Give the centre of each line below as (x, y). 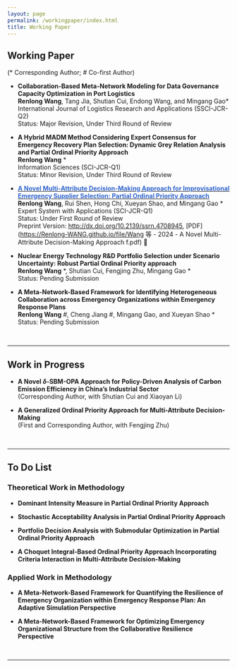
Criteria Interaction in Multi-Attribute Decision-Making (99, 559)
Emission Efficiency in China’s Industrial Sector (88, 389)
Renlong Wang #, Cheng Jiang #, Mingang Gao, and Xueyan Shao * (116, 315)
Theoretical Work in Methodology (66, 487)
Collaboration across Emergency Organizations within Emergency (116, 300)
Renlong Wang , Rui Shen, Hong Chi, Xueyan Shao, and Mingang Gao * (120, 204)
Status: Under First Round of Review (70, 219)
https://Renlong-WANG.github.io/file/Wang (82, 234)
